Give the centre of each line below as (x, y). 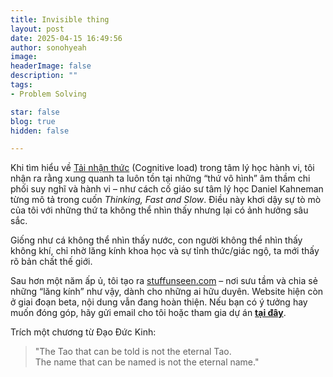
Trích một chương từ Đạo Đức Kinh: (83, 332)
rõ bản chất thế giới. (51, 262)
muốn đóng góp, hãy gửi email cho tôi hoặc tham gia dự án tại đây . (148, 313)
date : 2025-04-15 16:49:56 (66, 38)
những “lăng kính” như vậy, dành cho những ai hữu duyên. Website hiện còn (167, 292)
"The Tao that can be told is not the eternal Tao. (133, 352)
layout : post (37, 29)
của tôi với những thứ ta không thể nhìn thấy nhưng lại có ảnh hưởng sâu (159, 210)
